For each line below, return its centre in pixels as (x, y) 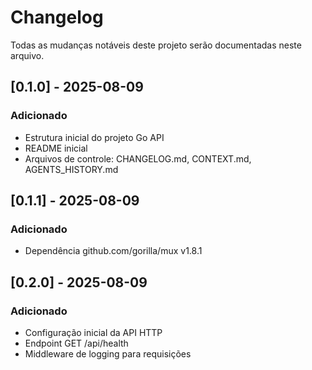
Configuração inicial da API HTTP (93, 332)
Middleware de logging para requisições (108, 354)
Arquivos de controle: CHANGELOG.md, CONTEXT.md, (138, 158)
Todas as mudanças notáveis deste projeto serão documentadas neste (156, 45)
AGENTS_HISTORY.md (71, 169)
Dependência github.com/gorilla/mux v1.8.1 (113, 251)
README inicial (56, 148)
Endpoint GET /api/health (76, 343)
